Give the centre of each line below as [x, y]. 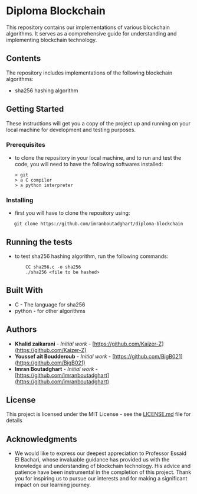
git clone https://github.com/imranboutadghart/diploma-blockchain [98, 224]
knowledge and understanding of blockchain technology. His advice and [103, 466]
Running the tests [39, 242]
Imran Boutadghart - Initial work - [56, 369]
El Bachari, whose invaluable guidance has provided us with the [92, 460]
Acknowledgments [42, 439]
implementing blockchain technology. [52, 40]
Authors [22, 330]
